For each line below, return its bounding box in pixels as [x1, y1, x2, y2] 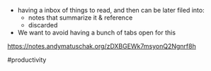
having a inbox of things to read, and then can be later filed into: [17, 6, 205, 14]
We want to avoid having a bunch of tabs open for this [17, 28, 176, 37]
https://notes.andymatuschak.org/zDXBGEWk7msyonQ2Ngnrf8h [7, 42, 196, 50]
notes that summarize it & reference [28, 13, 133, 22]
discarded [28, 21, 58, 29]
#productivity [7, 56, 47, 64]
